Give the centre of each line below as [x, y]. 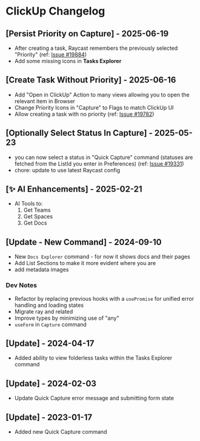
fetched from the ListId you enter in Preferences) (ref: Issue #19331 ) [99, 163]
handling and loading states [49, 305]
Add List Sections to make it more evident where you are [85, 263]
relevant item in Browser [45, 101]
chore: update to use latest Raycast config [67, 170]
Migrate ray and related [44, 311]
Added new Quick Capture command [61, 431]
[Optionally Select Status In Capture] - [79, 133]
